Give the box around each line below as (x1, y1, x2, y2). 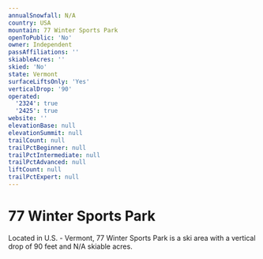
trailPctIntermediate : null (8, 151, 101, 159)
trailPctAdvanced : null (8, 159, 87, 167)
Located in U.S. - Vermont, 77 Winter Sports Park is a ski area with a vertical (8, 233, 256, 242)
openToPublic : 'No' (8, 33, 73, 42)
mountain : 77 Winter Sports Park (8, 26, 118, 34)
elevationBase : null (8, 122, 77, 129)
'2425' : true (15, 107, 58, 115)
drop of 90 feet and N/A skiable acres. (8, 242, 133, 251)
